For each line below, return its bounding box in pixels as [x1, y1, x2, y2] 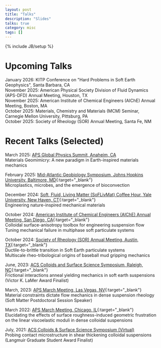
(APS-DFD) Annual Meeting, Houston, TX [5, 92, 88, 98]
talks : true [5, 21, 29, 26]
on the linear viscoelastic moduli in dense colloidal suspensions [5, 317, 133, 323]
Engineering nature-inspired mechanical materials [5, 202, 105, 208]
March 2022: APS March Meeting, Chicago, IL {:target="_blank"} [5, 307, 134, 313]
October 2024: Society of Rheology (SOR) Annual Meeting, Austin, [5, 236, 139, 243]
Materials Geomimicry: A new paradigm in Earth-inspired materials [5, 157, 139, 163]
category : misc [5, 25, 36, 30]
